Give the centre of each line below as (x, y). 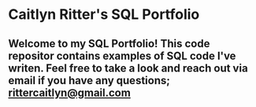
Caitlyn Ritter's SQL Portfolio (104, 15)
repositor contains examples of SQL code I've (122, 55)
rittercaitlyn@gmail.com (70, 92)
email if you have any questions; (89, 80)
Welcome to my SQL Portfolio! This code (109, 44)
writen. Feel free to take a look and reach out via (128, 68)
